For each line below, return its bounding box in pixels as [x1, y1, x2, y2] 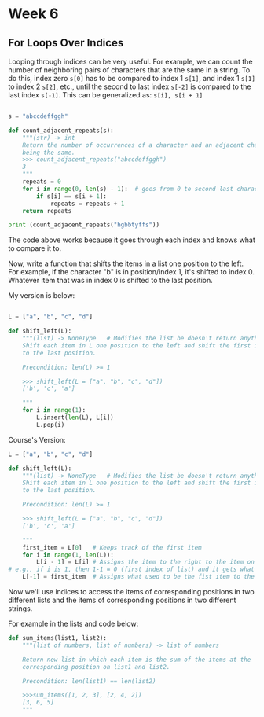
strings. [8, 604, 33, 613]
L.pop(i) [36, 421, 65, 428]
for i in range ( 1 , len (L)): [22, 551, 114, 559]
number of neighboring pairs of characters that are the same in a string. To [8, 65, 251, 75]
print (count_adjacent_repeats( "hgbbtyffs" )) [8, 221, 159, 229]
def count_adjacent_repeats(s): [8, 127, 114, 134]
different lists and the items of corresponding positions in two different [8, 595, 236, 605]
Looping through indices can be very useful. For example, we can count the [8, 57, 253, 66]
